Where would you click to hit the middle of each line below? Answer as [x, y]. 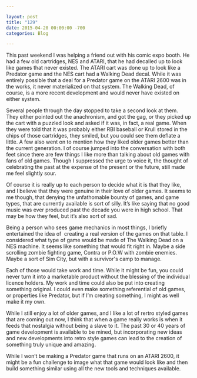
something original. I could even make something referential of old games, [96, 289]
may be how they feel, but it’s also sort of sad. [62, 216]
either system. [24, 99]
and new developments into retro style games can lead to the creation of [94, 338]
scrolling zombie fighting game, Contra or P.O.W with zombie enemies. [92, 253]
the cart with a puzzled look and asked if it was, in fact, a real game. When [96, 123]
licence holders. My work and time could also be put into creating [85, 283]
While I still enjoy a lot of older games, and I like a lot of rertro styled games [97, 313]
